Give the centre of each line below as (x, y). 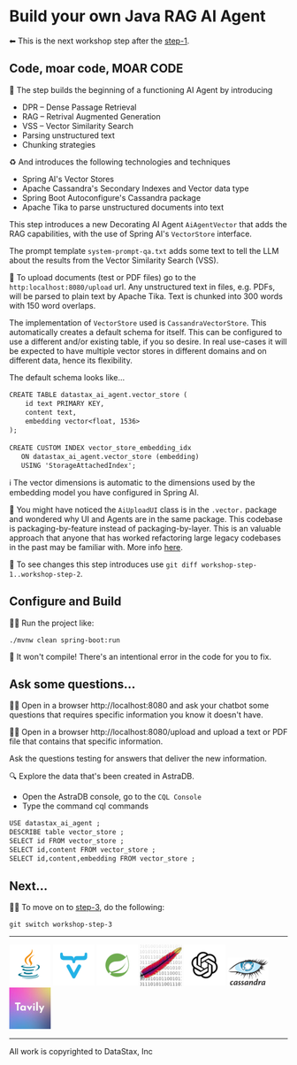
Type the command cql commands (85, 806)
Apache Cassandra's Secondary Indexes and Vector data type (135, 188)
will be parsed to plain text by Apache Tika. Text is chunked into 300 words (146, 296)
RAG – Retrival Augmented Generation (91, 116)
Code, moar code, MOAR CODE (96, 69)
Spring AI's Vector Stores (68, 179)
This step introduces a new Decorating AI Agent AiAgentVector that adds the (148, 224)
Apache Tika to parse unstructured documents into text (122, 207)
